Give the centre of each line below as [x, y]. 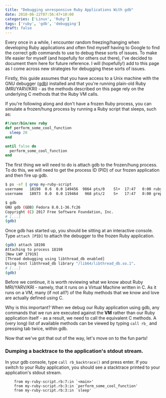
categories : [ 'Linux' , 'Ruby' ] [37, 19]
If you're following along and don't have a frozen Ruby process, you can [78, 104]
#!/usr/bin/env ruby [26, 124]
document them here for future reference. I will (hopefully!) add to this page [82, 64]
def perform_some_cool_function [38, 128]
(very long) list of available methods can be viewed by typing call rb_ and [81, 324]
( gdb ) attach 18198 [25, 245]
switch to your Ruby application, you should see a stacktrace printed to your [83, 367]
